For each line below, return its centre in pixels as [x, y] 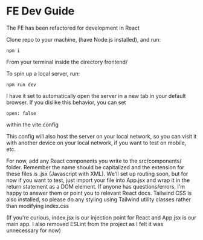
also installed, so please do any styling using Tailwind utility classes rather [99, 199]
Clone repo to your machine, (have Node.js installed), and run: [84, 39]
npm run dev [21, 85]
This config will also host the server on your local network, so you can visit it [101, 136]
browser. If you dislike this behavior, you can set [66, 102]
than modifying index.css [38, 206]
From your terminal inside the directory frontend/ [67, 62]
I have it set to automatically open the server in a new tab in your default [96, 96]
